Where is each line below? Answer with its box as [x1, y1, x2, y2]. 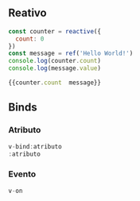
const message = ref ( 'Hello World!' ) [8, 49, 134, 58]
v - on [8, 187, 23, 195]
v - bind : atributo [8, 142, 62, 150]
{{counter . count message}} [8, 79, 102, 87]
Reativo [8, 6, 47, 20]
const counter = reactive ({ [8, 27, 102, 35]
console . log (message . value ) [8, 64, 102, 72]
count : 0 [15, 35, 45, 43]
